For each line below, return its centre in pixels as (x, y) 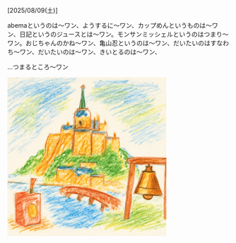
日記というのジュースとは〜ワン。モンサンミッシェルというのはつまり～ (124, 34)
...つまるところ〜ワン (38, 67)
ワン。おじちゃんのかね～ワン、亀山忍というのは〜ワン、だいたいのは (109, 43)
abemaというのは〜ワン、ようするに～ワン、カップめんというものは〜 (110, 25)
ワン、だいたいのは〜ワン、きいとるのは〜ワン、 (90, 52)
